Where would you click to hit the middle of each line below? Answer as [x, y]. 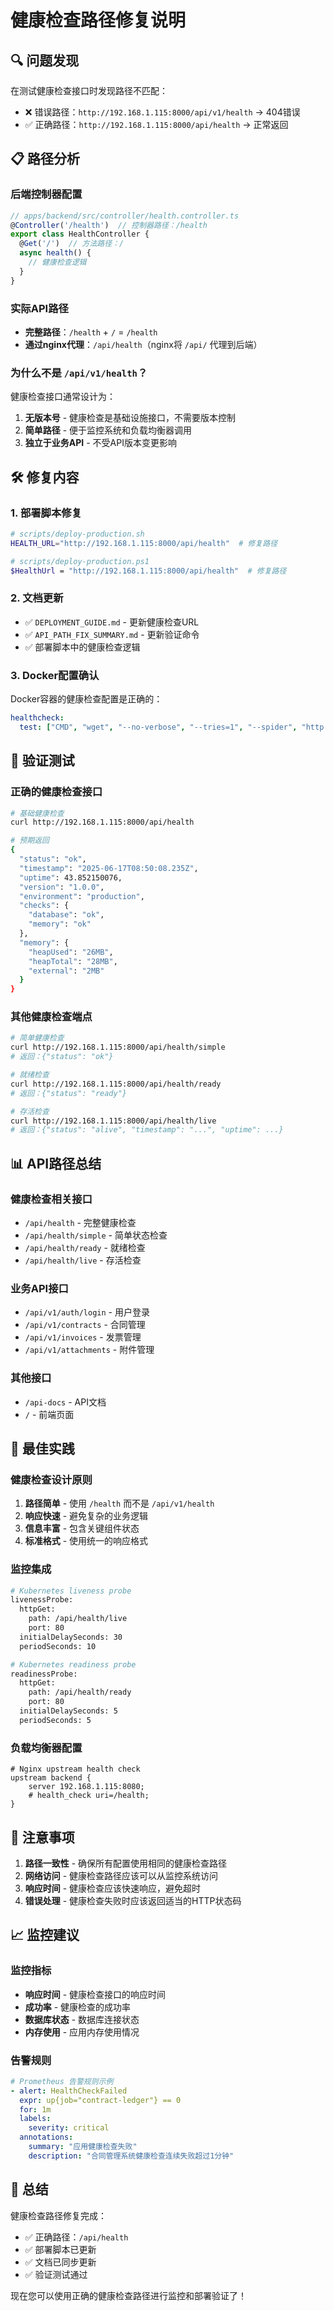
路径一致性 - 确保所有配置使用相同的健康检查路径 [126, 1863]
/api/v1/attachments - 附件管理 [89, 1350]
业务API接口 [39, 1288]
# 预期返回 [30, 841]
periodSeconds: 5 [55, 1720]
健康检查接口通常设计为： [63, 397]
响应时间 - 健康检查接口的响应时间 [95, 1994]
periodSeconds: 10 [58, 1646]
